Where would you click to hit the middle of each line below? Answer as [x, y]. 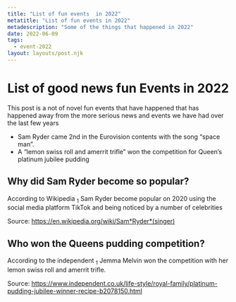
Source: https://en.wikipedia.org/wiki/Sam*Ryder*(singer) [91, 221]
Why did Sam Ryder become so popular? [98, 181]
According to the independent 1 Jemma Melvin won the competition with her [118, 261]
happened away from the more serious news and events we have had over [116, 115]
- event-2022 [33, 47]
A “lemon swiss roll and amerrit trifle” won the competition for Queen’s [120, 151]
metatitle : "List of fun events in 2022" [69, 21]
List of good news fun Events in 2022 [118, 88]
